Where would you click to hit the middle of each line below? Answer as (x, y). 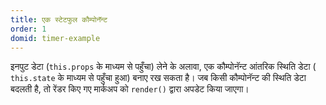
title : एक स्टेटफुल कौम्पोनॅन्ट (59, 19)
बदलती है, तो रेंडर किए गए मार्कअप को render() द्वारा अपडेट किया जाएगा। (130, 89)
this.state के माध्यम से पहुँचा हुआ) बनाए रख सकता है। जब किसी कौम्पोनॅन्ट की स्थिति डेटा (158, 78)
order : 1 (28, 29)
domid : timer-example (55, 38)
